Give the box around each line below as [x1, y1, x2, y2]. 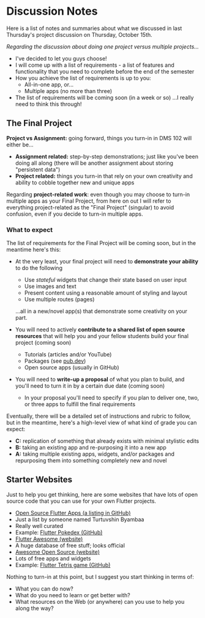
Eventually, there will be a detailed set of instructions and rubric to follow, [6, 412, 191, 420]
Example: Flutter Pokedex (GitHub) [15, 529, 103, 536]
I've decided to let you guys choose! [15, 55, 107, 62]
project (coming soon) [15, 339, 72, 347]
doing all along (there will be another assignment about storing [15, 159, 173, 167]
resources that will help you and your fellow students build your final [15, 333, 188, 340]
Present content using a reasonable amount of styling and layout [24, 289, 188, 296]
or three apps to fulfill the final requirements [24, 401, 136, 408]
